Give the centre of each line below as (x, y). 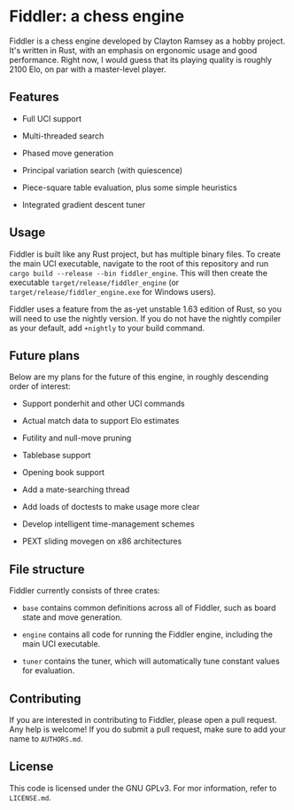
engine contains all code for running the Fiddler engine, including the (147, 635)
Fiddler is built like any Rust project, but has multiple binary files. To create (145, 254)
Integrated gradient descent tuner (84, 204)
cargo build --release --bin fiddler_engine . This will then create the (139, 273)
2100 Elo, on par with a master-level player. (88, 69)
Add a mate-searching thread (76, 489)
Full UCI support (52, 118)
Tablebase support (56, 456)
